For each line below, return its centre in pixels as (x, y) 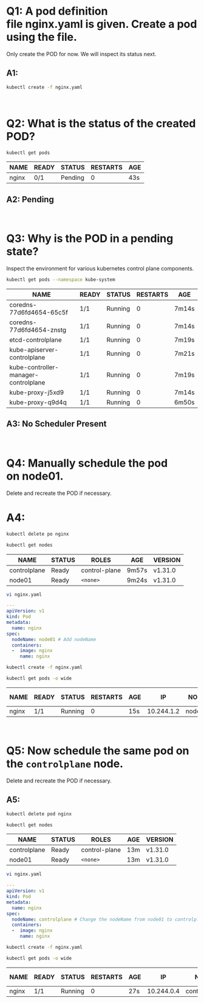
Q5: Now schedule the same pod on (98, 751)
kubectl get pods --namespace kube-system (61, 280)
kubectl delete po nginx (38, 534)
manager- (24, 375)
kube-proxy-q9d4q (38, 402)
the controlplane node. (65, 764)
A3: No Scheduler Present (56, 424)
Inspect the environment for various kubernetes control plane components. (100, 269)
